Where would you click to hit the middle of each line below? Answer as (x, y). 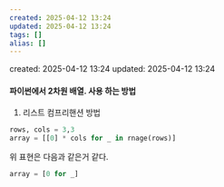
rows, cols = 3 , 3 (42, 130)
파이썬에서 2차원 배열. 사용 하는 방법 (73, 91)
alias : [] (28, 43)
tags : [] (26, 34)
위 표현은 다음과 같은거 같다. (59, 157)
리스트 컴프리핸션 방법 (62, 113)
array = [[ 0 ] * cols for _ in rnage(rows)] (93, 138)
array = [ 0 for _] (44, 174)
